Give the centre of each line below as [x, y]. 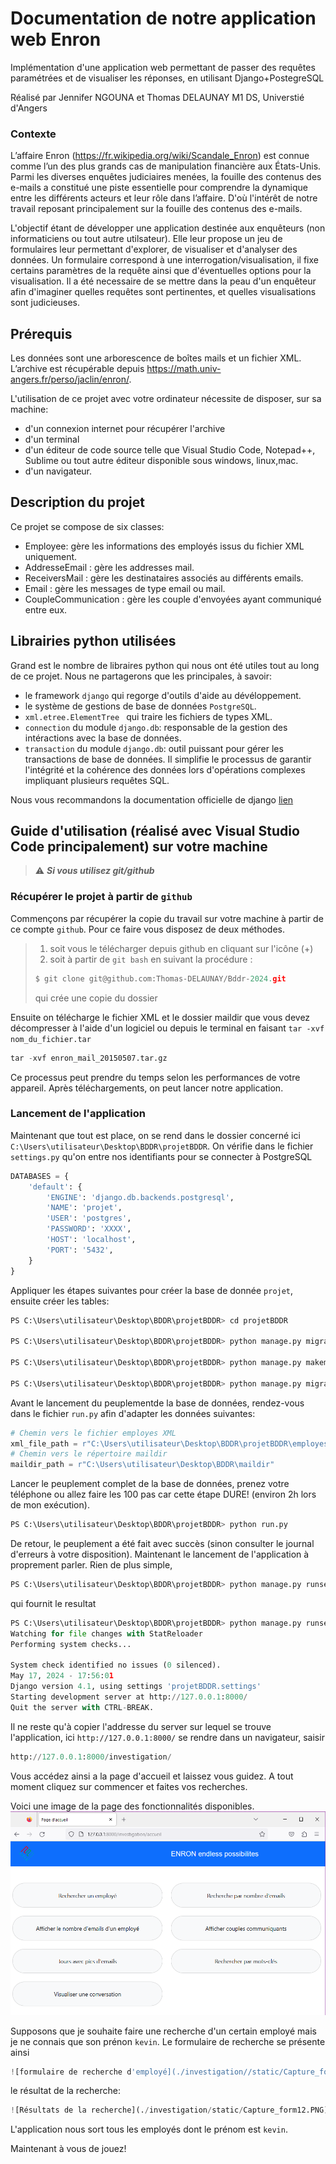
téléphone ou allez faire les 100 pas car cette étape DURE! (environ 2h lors [163, 1494]
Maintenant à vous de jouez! [68, 2149]
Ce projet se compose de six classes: [87, 526]
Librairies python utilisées [93, 641]
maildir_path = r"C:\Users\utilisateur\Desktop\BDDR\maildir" [142, 1465]
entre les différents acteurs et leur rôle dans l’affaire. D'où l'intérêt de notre [164, 198]
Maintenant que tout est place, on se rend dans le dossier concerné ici [155, 1135]
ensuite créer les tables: [60, 1301]
